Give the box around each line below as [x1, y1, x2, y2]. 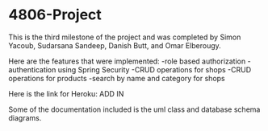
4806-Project [8, 6, 103, 24]
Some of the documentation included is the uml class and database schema [8, 104, 261, 114]
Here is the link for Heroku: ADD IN [8, 88, 124, 98]
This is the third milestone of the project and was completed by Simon [8, 32, 241, 42]
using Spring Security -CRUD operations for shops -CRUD [57, 64, 252, 74]
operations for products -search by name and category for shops [8, 73, 225, 83]
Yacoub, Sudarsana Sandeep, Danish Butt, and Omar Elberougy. [8, 40, 222, 50]
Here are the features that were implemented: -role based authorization [8, 56, 246, 66]
